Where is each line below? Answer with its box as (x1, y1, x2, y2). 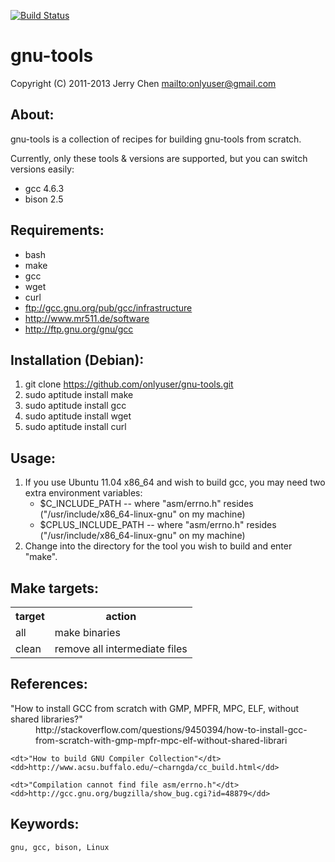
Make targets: (10, 580, 100, 597)
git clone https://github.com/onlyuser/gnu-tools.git (24, 378, 234, 390)
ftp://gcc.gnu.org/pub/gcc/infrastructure (24, 301, 193, 314)
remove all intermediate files (54, 642, 188, 655)
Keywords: (10, 816, 80, 833)
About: (10, 106, 55, 124)
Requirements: (10, 222, 105, 239)
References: (10, 676, 88, 693)
